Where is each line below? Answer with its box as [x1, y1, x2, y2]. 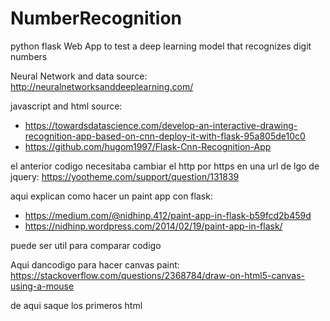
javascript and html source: [10, 100, 123, 112]
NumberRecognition [10, 7, 183, 30]
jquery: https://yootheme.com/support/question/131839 [10, 170, 240, 182]
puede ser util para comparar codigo [10, 239, 162, 251]
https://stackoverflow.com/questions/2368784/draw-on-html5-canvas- [10, 269, 306, 281]
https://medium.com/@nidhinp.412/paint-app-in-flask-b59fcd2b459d [24, 209, 312, 221]
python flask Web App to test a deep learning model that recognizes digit [10, 40, 312, 52]
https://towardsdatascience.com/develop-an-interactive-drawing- [24, 119, 298, 131]
